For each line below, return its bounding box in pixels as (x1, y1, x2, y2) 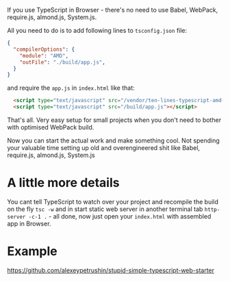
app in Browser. (7, 219, 51, 228)
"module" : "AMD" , (19, 52, 69, 59)
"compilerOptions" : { (13, 46, 75, 53)
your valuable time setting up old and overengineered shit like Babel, (7, 144, 201, 151)
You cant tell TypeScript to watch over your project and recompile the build (7, 197, 219, 206)
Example (7, 243, 57, 259)
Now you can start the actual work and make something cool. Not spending (7, 136, 220, 145)
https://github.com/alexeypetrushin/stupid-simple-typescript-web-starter (7, 266, 214, 274)
